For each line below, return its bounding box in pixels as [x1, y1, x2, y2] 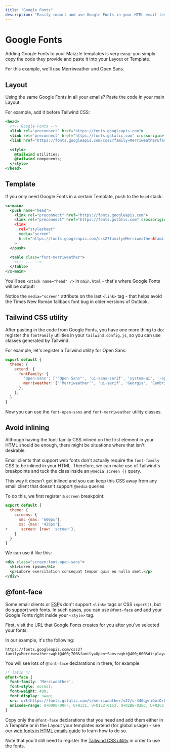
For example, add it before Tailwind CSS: [5, 109, 90, 116]
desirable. [5, 447, 26, 454]
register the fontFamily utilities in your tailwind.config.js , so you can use [5, 332, 161, 338]
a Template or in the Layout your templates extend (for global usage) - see [5, 722, 160, 728]
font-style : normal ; [10, 684, 53, 689]
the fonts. [5, 743, 25, 749]
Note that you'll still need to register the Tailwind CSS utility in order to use [5, 737, 160, 743]
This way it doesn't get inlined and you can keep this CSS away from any [5, 478, 157, 484]
